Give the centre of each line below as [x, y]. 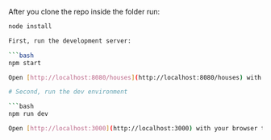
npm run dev [28, 114]
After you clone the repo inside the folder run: [84, 12]
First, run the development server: [70, 41]
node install [30, 27]
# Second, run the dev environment [68, 92]
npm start [25, 63]
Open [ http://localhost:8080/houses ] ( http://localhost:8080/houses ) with [135, 77]
